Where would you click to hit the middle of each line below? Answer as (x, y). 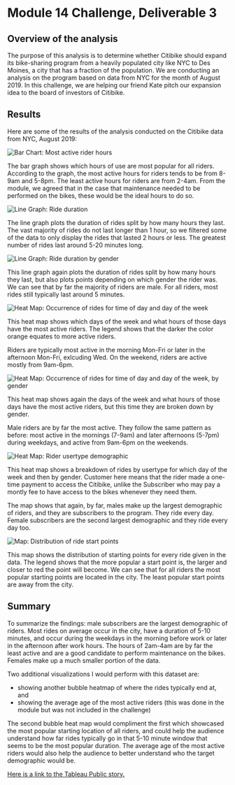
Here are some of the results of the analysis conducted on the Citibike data (115, 131)
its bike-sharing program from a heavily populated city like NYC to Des (109, 63)
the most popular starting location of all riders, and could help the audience (116, 730)
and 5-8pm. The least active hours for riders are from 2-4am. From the (123, 180)
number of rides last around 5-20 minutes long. (76, 245)
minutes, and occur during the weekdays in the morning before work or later (117, 638)
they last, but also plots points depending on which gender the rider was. (113, 279)
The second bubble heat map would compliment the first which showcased (116, 723)
